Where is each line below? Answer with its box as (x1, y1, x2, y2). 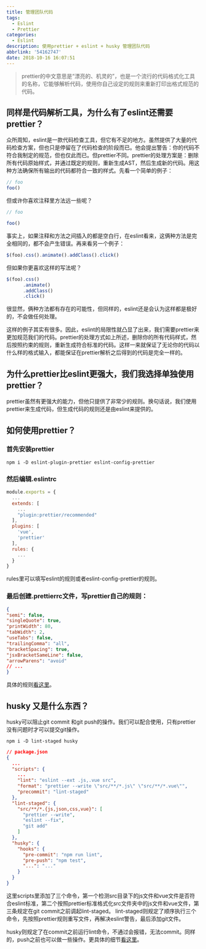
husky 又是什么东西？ (6, 701, 89, 711)
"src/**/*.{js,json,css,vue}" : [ (17, 806, 103, 812)
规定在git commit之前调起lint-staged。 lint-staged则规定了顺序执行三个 (17, 907, 197, 915)
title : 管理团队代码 (6, 9, 53, 15)
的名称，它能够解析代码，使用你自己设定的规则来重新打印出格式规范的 (21, 80, 199, 87)
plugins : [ (12, 523, 40, 529)
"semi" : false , (6, 612, 45, 618)
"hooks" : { (17, 846, 45, 852)
